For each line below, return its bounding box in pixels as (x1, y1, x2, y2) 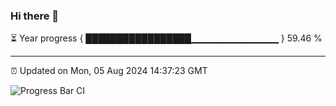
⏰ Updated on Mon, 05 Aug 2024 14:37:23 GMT (10, 65, 208, 77)
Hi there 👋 (10, 9, 60, 23)
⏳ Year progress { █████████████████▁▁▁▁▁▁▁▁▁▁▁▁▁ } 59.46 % (10, 32, 323, 44)
